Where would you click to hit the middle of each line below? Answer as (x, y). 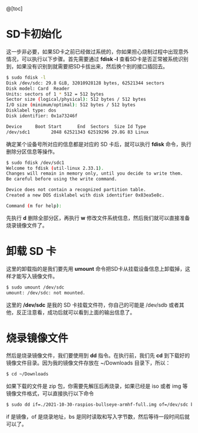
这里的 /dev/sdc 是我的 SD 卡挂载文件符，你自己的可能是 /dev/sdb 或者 (93, 305)
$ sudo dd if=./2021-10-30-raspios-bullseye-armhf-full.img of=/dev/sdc (97, 405)
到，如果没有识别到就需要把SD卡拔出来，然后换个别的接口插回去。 (87, 66)
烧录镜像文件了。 (27, 225)
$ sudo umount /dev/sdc (35, 287)
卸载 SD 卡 (31, 251)
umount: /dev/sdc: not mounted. (46, 293)
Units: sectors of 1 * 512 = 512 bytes (55, 94)
